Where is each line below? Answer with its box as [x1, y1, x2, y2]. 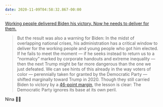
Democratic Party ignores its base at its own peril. [17, 87, 117, 92]
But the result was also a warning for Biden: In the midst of [17, 35, 135, 41]
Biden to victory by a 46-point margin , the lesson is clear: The [17, 81, 141, 88]
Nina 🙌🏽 [5, 96, 21, 102]
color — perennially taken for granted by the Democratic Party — [17, 71, 147, 77]
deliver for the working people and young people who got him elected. [17, 45, 159, 51]
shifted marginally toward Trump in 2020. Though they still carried [17, 76, 150, 82]
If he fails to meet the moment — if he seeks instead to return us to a [17, 51, 155, 56]
